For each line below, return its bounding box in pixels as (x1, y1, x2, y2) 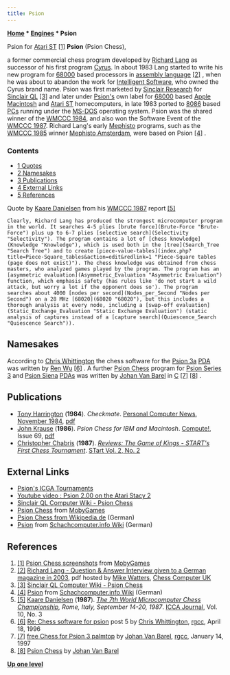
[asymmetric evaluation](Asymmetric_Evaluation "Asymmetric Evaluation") (7, 271, 223, 279)
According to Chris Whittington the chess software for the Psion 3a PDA (7, 356, 211, 365)
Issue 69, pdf (16, 431, 55, 440)
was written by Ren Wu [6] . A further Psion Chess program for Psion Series (7, 364, 222, 372)
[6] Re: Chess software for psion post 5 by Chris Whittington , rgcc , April (16, 617, 221, 626)
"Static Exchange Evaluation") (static (93, 308, 207, 314)
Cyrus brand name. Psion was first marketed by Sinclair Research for (7, 85, 203, 93)
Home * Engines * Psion (7, 29, 77, 37)
